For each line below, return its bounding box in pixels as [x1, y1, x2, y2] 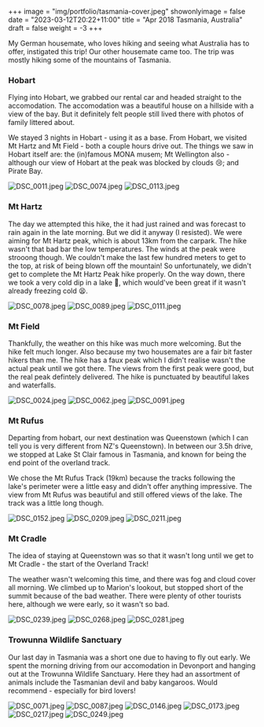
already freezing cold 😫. [8, 286, 89, 296]
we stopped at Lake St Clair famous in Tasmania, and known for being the [8, 450, 247, 459]
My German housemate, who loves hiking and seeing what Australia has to [8, 39, 250, 48]
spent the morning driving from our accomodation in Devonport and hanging [8, 660, 256, 670]
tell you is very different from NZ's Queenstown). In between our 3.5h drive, [8, 442, 253, 451]
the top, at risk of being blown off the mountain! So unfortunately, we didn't [8, 261, 251, 270]
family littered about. [8, 118, 75, 127]
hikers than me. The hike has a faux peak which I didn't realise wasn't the [8, 355, 246, 365]
